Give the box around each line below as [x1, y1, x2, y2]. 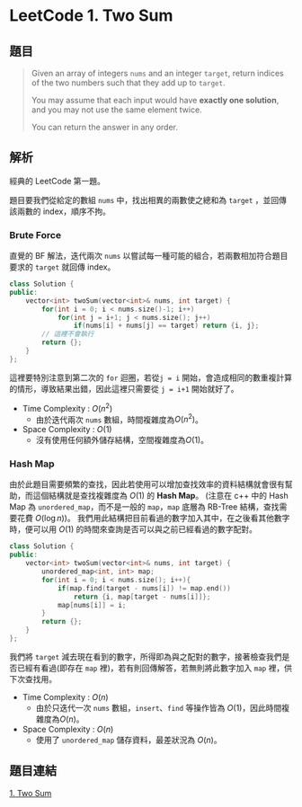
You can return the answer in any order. [31, 122, 178, 132]
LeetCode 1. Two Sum [9, 5, 173, 26]
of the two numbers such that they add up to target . [31, 77, 226, 88]
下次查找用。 [9, 673, 57, 684]
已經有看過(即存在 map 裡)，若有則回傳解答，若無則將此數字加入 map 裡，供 [16, 662, 292, 673]
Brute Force [9, 228, 61, 241]
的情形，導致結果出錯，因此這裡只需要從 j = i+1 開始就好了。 [9, 383, 239, 394]
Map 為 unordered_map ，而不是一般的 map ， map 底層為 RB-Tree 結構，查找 [9, 501, 280, 512]
